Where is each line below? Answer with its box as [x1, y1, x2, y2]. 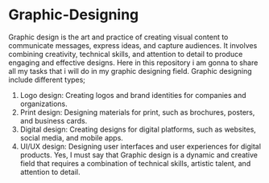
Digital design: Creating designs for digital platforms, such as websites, [19, 124, 256, 134]
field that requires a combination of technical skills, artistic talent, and [19, 158, 251, 168]
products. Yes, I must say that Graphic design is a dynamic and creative [19, 150, 259, 160]
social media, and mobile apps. [19, 132, 123, 142]
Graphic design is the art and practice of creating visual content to [8, 32, 229, 42]
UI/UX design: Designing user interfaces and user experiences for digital [19, 141, 262, 151]
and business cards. [19, 116, 88, 125]
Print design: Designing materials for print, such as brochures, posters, [19, 107, 255, 117]
